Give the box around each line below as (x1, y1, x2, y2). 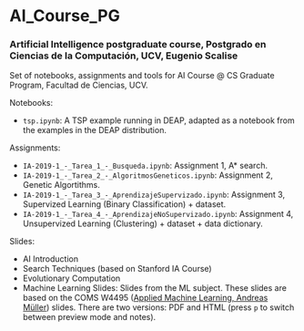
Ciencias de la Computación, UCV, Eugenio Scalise (9, 49, 238, 62)
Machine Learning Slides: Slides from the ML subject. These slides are (22, 283, 287, 294)
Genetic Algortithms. (22, 180, 100, 191)
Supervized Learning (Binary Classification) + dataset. (22, 199, 227, 210)
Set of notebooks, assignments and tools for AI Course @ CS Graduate (9, 70, 275, 81)
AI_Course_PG (9, 5, 121, 26)
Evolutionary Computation (22, 273, 121, 284)
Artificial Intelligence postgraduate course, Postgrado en (9, 38, 267, 51)
